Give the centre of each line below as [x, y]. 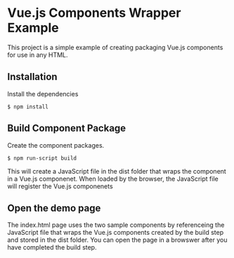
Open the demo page [54, 208]
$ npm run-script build [42, 158]
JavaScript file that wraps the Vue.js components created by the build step [115, 233]
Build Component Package [67, 128]
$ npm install [28, 107]
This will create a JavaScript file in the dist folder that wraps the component [117, 171]
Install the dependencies [43, 93]
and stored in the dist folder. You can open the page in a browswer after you [117, 240]
